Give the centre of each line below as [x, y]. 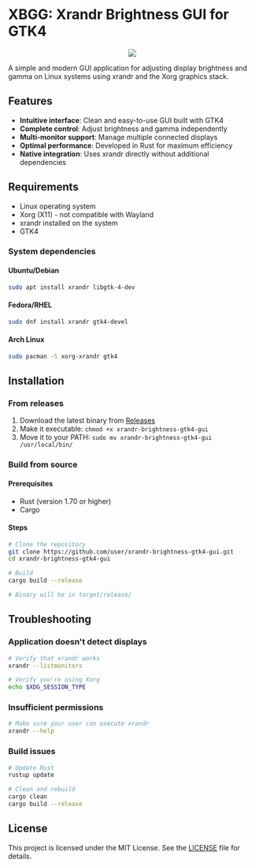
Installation [36, 381]
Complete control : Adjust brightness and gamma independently [124, 129]
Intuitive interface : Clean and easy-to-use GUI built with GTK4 [122, 120]
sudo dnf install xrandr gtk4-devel [68, 321]
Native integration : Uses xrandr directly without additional [115, 154]
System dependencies [52, 252]
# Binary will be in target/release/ [70, 595]
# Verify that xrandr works [54, 658]
